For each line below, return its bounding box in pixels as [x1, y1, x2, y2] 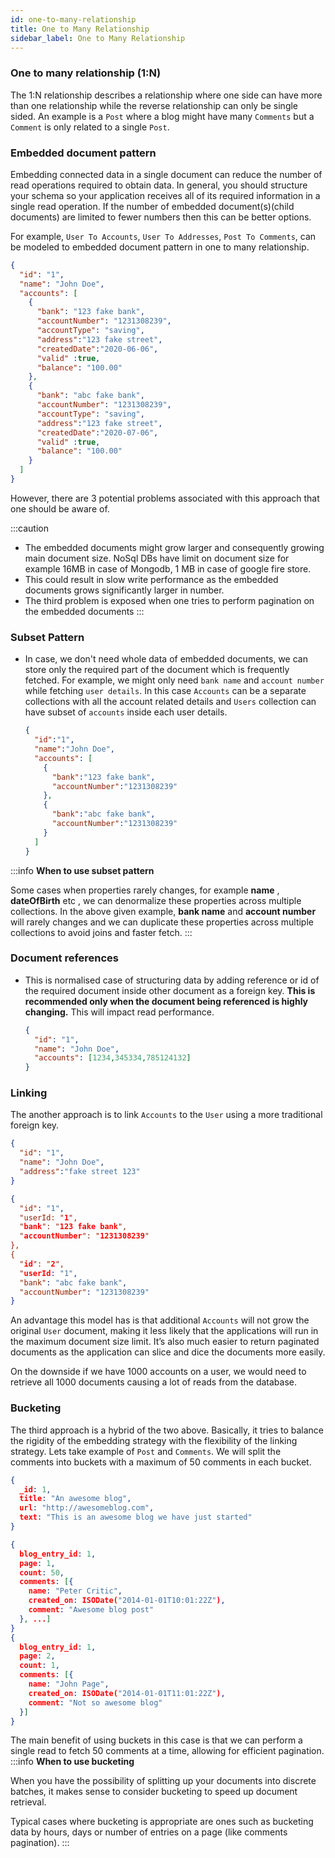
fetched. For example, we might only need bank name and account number [24, 674, 325, 686]
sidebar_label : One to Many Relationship [10, 33, 186, 43]
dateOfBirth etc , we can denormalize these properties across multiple [10, 894, 302, 906]
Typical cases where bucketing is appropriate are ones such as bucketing [10, 1816, 314, 1828]
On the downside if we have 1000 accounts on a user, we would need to [10, 1366, 307, 1378]
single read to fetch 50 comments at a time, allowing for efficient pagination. [10, 1745, 325, 1757]
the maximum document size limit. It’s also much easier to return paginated [10, 1336, 320, 1348]
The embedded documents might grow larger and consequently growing [24, 541, 325, 553]
